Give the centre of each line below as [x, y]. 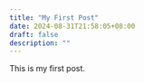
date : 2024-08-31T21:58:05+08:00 [72, 26]
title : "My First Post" [54, 18]
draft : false [34, 34]
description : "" [40, 43]
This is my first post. [48, 69]
